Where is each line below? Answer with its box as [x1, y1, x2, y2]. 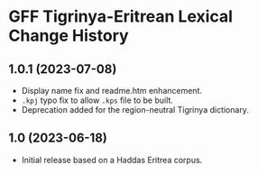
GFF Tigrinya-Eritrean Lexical [8, 6, 234, 27]
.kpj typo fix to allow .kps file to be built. [21, 95, 173, 105]
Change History [8, 25, 129, 46]
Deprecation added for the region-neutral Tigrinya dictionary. [21, 105, 250, 114]
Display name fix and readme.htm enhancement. [21, 86, 203, 96]
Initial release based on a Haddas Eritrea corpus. [21, 154, 203, 165]
